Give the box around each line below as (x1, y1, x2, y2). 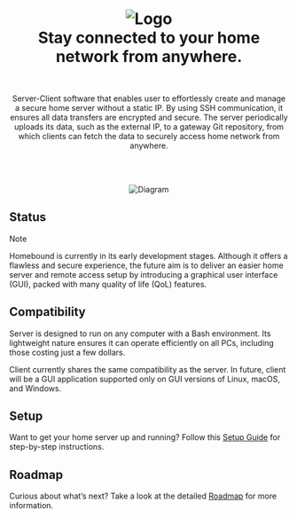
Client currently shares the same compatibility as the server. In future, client (9, 364, 286, 374)
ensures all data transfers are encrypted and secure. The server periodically (10, 112, 288, 122)
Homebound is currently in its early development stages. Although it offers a (9, 250, 288, 261)
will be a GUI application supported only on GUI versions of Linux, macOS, (9, 373, 281, 384)
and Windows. (9, 382, 62, 394)
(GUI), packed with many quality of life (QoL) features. (9, 279, 207, 289)
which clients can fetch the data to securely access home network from (18, 130, 280, 141)
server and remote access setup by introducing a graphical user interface (9, 269, 278, 279)
